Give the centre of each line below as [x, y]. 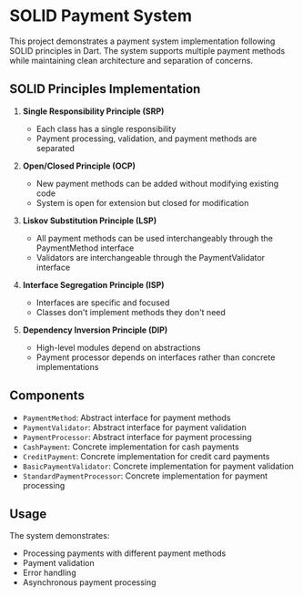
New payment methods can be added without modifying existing [157, 183]
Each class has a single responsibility [106, 129]
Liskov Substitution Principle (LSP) [90, 221]
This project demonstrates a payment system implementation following [142, 41]
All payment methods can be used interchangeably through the [154, 238]
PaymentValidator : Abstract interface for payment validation [135, 427]
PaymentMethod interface [85, 248]
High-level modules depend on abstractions [118, 347]
